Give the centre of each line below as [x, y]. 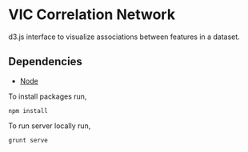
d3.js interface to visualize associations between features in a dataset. [124, 37]
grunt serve [28, 140]
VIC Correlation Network [92, 15]
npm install [28, 111]
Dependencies [45, 62]
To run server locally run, [50, 126]
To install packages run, [48, 96]
